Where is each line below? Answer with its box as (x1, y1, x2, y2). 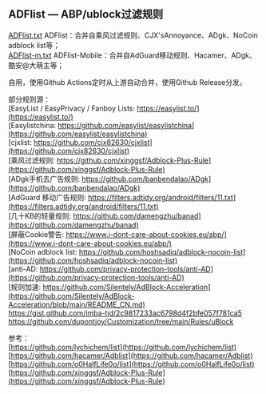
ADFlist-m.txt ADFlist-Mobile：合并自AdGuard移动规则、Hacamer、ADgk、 (8, 50, 257, 60)
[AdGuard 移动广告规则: (8, 192, 86, 202)
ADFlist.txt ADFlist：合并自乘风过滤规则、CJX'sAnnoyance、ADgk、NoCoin (8, 30, 258, 40)
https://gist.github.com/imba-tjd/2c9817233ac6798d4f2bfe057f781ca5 (8, 308, 242, 318)
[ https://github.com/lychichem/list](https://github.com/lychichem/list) (8, 342, 237, 352)
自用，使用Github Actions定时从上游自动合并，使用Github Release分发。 (8, 77, 247, 86)
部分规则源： (8, 94, 50, 104)
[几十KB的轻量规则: (8, 211, 72, 220)
